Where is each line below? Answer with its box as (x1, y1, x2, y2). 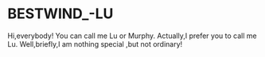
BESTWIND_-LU (7, 5, 114, 23)
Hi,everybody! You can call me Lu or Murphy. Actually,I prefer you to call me (7, 31, 257, 40)
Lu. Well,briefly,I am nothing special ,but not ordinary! (7, 39, 183, 48)
